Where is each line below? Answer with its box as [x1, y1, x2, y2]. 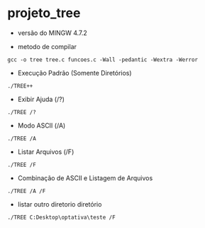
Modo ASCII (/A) [17, 121, 66, 130]
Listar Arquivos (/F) [17, 147, 74, 156]
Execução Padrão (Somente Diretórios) [17, 68, 133, 77]
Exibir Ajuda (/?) [17, 95, 65, 103]
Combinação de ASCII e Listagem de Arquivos [17, 173, 153, 182]
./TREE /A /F [7, 187, 46, 195]
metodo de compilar [17, 42, 77, 51]
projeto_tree [7, 5, 81, 21]
